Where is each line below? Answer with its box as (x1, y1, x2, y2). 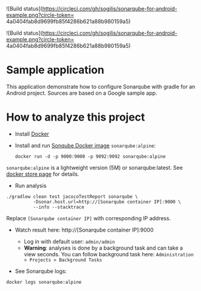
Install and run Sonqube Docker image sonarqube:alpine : (14, 142, 156, 149)
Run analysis (14, 182, 47, 189)
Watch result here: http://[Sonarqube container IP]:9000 (14, 226, 154, 233)
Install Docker (14, 130, 49, 137)
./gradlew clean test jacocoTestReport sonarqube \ (6, 193, 138, 200)
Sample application (6, 63, 104, 77)
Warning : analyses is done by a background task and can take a (23, 244, 183, 251)
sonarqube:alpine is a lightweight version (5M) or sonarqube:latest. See (6, 164, 183, 171)
